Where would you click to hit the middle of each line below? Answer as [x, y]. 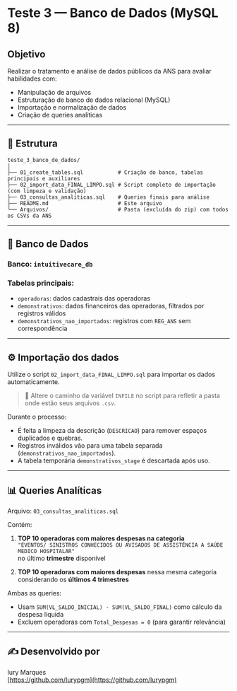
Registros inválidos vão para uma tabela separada [90, 446]
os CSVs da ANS [30, 216]
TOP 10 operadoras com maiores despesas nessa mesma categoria [117, 572]
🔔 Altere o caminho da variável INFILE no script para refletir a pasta [122, 396]
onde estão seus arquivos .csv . [70, 403]
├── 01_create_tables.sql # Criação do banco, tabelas [105, 172]
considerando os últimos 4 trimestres [73, 580]
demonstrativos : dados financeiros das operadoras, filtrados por [111, 306]
